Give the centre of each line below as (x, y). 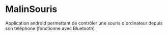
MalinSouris (31, 9)
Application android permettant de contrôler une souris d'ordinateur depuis (84, 23)
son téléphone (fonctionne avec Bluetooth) (50, 28)
